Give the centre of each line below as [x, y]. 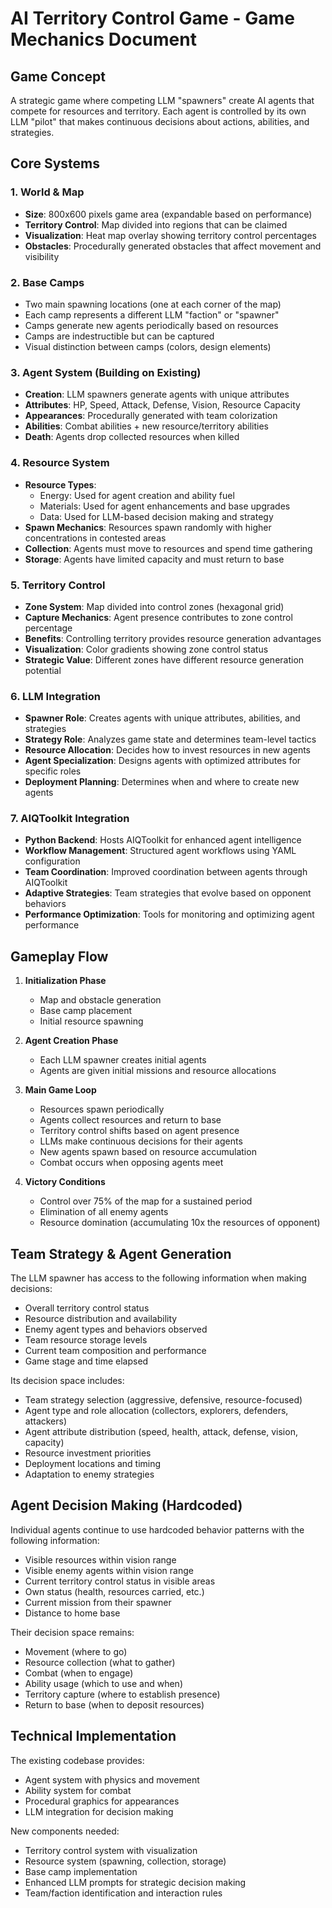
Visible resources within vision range [100, 1559]
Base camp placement [86, 1011]
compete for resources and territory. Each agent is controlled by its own [158, 111]
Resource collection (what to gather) [100, 1662]
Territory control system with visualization [111, 1850]
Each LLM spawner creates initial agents [123, 1060]
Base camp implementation [81, 1871]
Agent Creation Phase [71, 1041]
